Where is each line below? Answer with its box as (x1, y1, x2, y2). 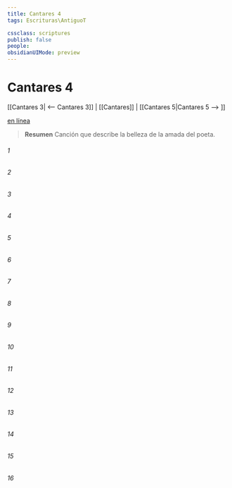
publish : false (7, 36, 52, 43)
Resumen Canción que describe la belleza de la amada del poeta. (24, 130, 216, 138)
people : (7, 43, 30, 50)
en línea (7, 116, 30, 125)
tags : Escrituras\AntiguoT (7, 17, 86, 24)
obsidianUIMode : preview (7, 49, 80, 56)
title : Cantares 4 (7, 10, 61, 18)
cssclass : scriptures (7, 30, 71, 37)
